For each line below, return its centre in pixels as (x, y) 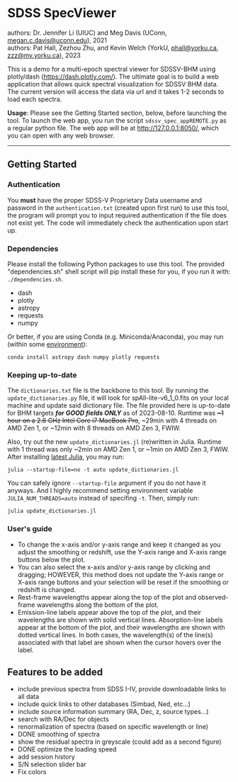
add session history (46, 757)
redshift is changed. (47, 589)
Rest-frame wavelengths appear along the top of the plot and (107, 597)
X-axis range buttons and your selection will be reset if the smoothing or (123, 582)
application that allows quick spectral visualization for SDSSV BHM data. (113, 84)
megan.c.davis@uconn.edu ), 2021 (57, 40)
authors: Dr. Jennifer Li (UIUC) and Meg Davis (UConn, (87, 33)
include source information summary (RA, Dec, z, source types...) (113, 712)
